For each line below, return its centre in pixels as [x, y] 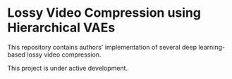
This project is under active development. [68, 68]
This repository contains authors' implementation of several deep [102, 47]
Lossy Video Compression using [104, 13]
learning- [212, 47]
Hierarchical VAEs [61, 28]
